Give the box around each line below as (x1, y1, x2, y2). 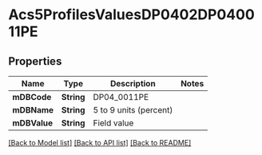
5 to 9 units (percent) (93, 105, 173, 115)
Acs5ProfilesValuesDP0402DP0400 (8, 6, 256, 24)
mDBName (12, 105, 54, 115)
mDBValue (12, 117, 54, 129)
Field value (93, 117, 134, 129)
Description (110, 78, 156, 89)
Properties (8, 54, 62, 68)
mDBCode (12, 92, 52, 102)
